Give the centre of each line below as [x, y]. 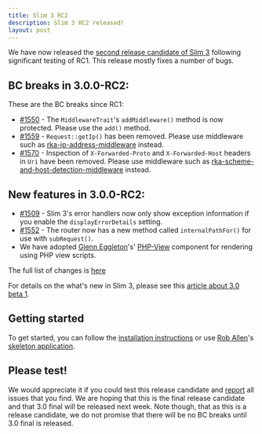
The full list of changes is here [57, 270]
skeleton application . [42, 346]
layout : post [29, 30]
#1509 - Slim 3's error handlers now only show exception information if [134, 213]
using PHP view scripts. [58, 255]
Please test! [38, 371]
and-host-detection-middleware [71, 170]
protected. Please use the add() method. [85, 128]
